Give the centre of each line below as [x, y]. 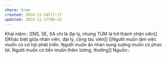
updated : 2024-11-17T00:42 [33, 19]
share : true [17, 10]
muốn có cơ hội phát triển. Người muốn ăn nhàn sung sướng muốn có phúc [83, 45]
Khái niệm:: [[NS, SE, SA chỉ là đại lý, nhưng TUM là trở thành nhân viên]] [81, 34]
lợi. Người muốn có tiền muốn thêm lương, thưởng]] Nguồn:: [67, 50]
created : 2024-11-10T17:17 [33, 15]
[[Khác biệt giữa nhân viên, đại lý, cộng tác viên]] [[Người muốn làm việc [81, 39]
